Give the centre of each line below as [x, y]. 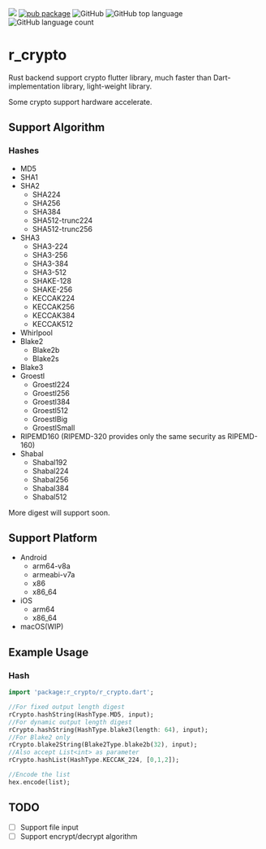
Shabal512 [49, 497]
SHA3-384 [50, 263]
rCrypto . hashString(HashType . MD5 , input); [81, 714]
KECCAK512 [53, 324]
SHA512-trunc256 [62, 229]
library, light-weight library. [107, 86]
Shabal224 [50, 471]
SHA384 [46, 211]
